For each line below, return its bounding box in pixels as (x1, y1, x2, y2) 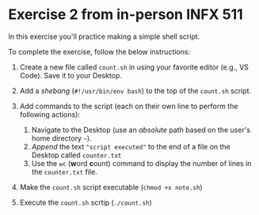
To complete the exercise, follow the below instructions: (8, 47, 191, 56)
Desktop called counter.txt (31, 150, 122, 160)
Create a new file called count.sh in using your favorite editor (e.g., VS (19, 62, 249, 72)
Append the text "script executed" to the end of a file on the (31, 141, 231, 151)
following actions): (19, 109, 81, 119)
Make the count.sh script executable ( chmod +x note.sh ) (19, 182, 204, 191)
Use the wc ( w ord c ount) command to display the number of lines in (31, 158, 252, 168)
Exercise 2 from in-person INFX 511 (8, 6, 243, 24)
